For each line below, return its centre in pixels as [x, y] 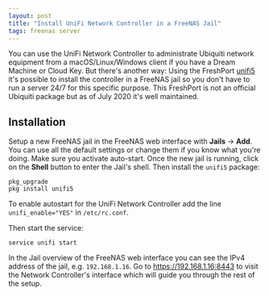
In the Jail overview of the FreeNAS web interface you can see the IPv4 [127, 258]
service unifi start [43, 243]
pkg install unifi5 [41, 189]
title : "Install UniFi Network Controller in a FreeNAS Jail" [115, 23]
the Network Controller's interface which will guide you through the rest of [132, 275]
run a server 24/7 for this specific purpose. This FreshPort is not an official [132, 88]
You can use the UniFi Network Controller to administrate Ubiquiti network [131, 54]
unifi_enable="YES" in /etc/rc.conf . [68, 213]
